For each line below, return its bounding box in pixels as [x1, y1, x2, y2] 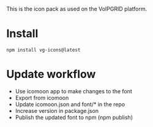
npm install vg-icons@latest [6, 47, 81, 53]
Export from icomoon [15, 94, 69, 101]
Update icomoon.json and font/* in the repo [15, 101, 125, 108]
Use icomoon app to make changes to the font [15, 87, 133, 94]
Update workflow [6, 67, 96, 82]
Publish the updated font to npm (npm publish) [15, 114, 133, 121]
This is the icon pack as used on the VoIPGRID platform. [6, 6, 147, 12]
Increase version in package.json [15, 107, 99, 114]
